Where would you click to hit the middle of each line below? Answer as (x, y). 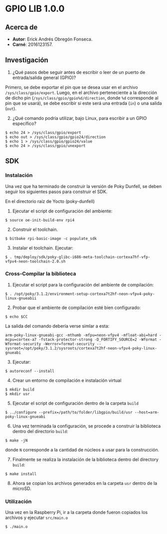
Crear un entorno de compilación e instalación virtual (67, 380)
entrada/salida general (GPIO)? (44, 77)
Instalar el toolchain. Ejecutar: (43, 247)
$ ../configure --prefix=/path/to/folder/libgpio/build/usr (69, 412)
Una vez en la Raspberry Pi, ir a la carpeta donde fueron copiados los (77, 512)
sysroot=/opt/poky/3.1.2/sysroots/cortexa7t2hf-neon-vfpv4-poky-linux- (81, 348)
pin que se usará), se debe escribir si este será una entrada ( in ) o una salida (83, 103)
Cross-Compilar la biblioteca (41, 274)
